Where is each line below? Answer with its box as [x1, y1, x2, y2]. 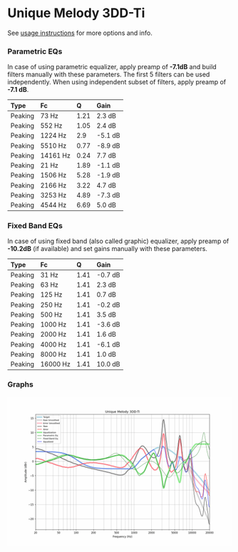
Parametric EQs [7, 46, 63, 56]
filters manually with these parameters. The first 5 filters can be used [7, 70, 210, 79]
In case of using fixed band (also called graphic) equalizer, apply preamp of [7, 237, 229, 245]
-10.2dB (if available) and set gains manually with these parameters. [7, 245, 208, 253]
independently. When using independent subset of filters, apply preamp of [7, 78, 227, 86]
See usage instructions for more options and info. [7, 29, 153, 37]
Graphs [7, 379, 33, 389]
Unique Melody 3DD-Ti [7, 5, 145, 21]
